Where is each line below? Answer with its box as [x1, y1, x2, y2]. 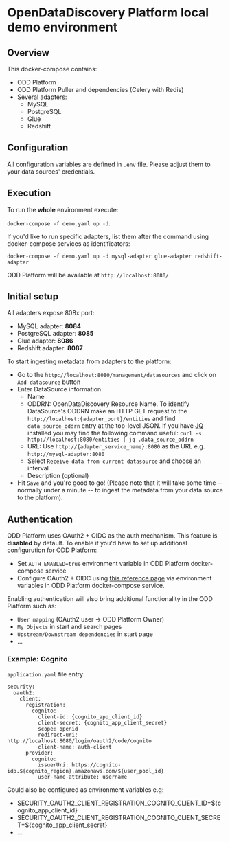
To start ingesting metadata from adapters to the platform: [7, 357, 172, 365]
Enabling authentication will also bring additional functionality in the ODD [7, 595, 213, 603]
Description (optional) [27, 472, 89, 480]
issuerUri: [37, 761, 69, 769]
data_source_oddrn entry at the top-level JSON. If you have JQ [27, 422, 204, 430]
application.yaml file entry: [7, 670, 85, 678]
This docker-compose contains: [7, 65, 97, 73]
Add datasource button [16, 378, 81, 386]
